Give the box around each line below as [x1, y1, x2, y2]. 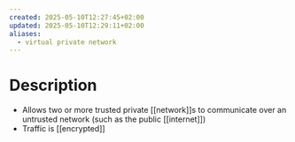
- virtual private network [17, 37, 117, 47]
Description [9, 76, 97, 95]
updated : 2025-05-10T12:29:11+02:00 [9, 21, 144, 30]
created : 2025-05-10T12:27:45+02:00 [9, 12, 144, 22]
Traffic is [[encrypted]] [21, 123, 105, 134]
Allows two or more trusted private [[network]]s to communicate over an [21, 105, 287, 116]
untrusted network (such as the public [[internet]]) [21, 114, 206, 124]
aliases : [9, 29, 42, 38]
